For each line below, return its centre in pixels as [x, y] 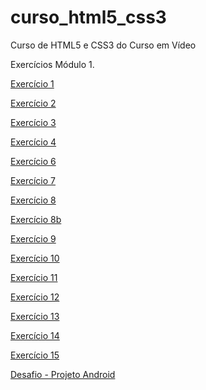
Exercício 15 [35, 355]
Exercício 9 [33, 238]
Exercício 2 [33, 103]
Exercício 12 [35, 297]
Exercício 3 [33, 122]
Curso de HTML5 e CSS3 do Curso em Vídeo [103, 45]
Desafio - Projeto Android [63, 374]
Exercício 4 [33, 142]
